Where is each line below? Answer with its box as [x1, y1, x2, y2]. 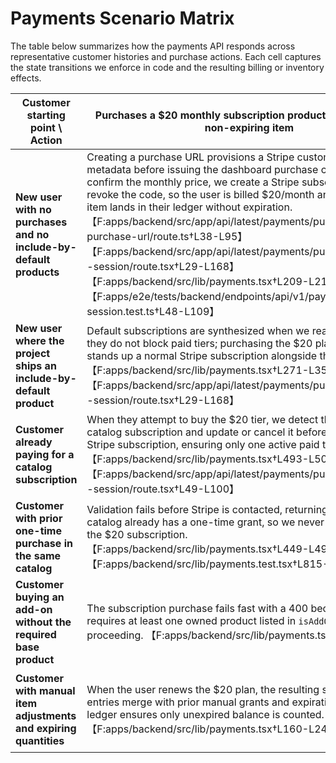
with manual [15, 683, 76, 697]
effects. [10, 72, 42, 84]
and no [15, 227, 50, 241]
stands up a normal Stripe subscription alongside [86, 348, 318, 362]
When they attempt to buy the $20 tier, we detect [86, 412, 319, 426]
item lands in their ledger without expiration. [86, 200, 293, 214]
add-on [15, 602, 53, 616]
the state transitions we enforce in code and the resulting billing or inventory [10, 61, 325, 73]
